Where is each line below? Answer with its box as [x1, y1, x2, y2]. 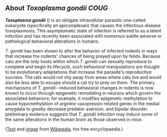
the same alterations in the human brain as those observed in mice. [5, 116, 143, 122]
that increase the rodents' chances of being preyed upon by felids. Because [5, 53, 161, 59]
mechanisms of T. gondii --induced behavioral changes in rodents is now [5, 84, 154, 91]
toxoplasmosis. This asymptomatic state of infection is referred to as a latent [5, 27, 162, 34]
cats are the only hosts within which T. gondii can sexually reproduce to [5, 58, 153, 64]
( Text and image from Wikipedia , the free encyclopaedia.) [5, 126, 123, 132]
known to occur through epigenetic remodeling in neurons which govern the [5, 90, 162, 96]
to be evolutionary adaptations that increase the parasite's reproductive [5, 69, 152, 75]
